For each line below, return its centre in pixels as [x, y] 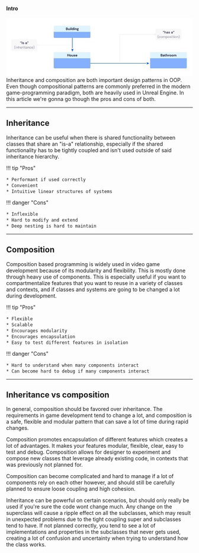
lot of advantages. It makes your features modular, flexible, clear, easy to [95, 446]
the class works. [26, 545]
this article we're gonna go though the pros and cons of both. [81, 99]
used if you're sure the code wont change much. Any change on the [89, 507]
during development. [32, 296]
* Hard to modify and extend [42, 220]
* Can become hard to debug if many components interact [78, 371]
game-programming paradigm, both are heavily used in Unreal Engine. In [95, 93]
